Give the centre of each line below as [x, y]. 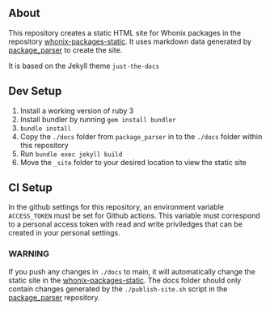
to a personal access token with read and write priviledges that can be [125, 224]
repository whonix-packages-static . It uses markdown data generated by [130, 41]
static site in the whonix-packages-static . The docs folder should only [125, 280]
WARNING [29, 254]
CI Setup [30, 188]
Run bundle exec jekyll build [71, 154]
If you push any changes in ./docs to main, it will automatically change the [132, 271]
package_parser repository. [54, 297]
